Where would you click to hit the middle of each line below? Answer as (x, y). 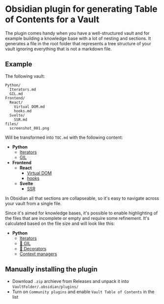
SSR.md (21, 120)
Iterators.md (23, 90)
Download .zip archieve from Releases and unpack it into (70, 281)
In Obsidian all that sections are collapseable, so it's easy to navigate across (82, 198)
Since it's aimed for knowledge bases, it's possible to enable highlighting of (82, 213)
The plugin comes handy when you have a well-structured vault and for (77, 33)
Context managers (38, 254)
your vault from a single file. (33, 203)
